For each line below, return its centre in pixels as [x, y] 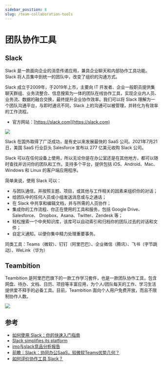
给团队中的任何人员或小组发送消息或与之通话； [59, 197]
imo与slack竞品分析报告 [36, 346]
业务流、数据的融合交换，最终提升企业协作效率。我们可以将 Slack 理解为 [78, 99]
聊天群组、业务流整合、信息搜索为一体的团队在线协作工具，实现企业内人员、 [82, 93]
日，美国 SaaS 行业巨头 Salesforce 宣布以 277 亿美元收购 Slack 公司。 [76, 148]
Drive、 [135, 209]
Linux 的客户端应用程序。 [56, 170]
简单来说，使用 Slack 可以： [33, 180]
